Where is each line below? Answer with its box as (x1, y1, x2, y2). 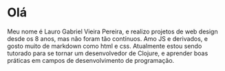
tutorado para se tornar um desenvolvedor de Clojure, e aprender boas (7, 49, 208, 57)
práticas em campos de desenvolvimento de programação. (7, 56, 175, 64)
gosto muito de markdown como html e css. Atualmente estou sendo (7, 42, 202, 50)
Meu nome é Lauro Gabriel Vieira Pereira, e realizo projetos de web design (7, 27, 218, 35)
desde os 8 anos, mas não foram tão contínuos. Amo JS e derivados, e (7, 34, 208, 42)
